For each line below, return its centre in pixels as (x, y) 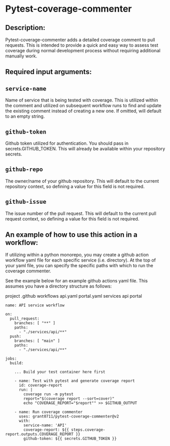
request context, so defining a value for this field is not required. (72, 218)
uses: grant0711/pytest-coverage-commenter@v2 (69, 417)
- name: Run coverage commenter (48, 412)
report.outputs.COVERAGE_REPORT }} (43, 434)
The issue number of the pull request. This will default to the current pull (81, 213)
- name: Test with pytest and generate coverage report (75, 381)
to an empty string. (25, 116)
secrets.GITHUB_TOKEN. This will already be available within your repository (85, 149)
